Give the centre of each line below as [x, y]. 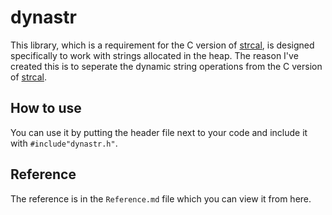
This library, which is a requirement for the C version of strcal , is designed [162, 45]
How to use [46, 108]
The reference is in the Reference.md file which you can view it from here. [161, 198]
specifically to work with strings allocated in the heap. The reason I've [154, 55]
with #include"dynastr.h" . [64, 143]
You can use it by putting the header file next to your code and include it [159, 132]
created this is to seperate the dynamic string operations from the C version [166, 66]
